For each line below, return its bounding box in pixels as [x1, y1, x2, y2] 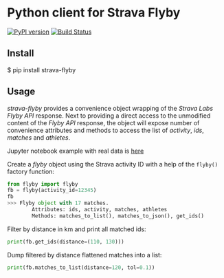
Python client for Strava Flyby [7, 5, 181, 21]
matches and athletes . [7, 133, 71, 142]
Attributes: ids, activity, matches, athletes [32, 206, 168, 213]
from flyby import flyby [7, 180, 78, 187]
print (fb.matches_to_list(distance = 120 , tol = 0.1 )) [7, 264, 155, 271]
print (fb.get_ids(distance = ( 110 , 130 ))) [7, 238, 125, 245]
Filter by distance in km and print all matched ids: [7, 225, 146, 233]
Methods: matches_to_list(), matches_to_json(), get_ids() [32, 212, 205, 220]
